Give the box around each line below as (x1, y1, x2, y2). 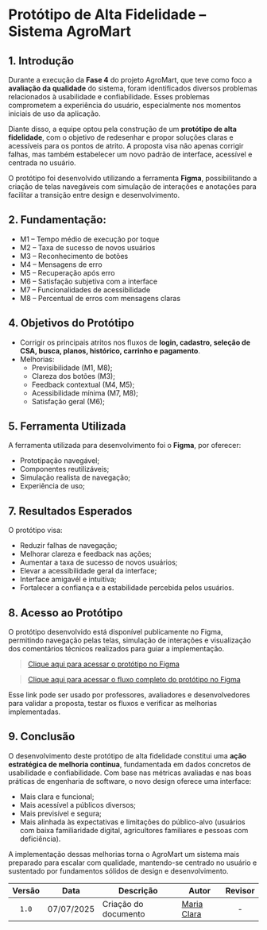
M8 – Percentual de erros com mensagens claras (19, 293, 181, 303)
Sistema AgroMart (8, 22, 132, 41)
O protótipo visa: (8, 526, 63, 535)
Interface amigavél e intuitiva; (19, 574, 117, 585)
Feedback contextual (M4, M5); (31, 380, 135, 389)
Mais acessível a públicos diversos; (19, 800, 137, 809)
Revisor (225, 885, 255, 896)
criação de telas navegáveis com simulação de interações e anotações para (8, 182, 257, 191)
